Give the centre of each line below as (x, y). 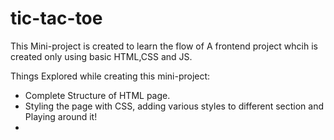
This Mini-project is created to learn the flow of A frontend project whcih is (164, 46)
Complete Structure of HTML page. (97, 95)
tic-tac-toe (56, 18)
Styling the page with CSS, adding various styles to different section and (174, 106)
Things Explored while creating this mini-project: (110, 76)
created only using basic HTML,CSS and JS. (101, 56)
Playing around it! (61, 116)
